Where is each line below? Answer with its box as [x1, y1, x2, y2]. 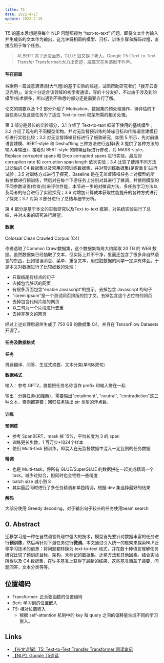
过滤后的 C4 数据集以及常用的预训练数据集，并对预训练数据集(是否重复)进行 [5, 165, 158, 171]
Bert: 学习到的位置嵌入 [12, 600, 58, 606]
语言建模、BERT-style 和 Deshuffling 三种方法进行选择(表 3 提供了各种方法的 [5, 140, 159, 146]
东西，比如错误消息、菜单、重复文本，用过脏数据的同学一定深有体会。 [13, 257, 155, 263]
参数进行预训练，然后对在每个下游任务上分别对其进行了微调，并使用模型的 [9, 177, 159, 183]
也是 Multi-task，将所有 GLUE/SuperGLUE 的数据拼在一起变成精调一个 [12, 466, 154, 472]
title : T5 [5, 7, 25, 12]
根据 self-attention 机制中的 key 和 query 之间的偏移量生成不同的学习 [19, 612, 158, 618]
